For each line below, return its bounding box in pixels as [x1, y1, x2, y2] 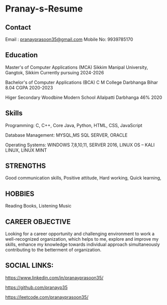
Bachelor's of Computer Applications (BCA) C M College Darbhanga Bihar [5, 79, 158, 85]
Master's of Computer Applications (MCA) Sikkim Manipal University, [5, 64, 148, 70]
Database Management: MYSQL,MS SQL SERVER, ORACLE [5, 132, 128, 138]
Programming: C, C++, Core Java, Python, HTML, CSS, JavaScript [5, 122, 142, 128]
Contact [5, 23, 31, 32]
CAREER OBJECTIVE [5, 217, 71, 226]
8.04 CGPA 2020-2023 [5, 84, 53, 90]
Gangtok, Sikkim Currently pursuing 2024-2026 [5, 69, 104, 75]
